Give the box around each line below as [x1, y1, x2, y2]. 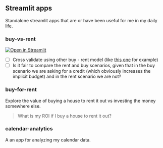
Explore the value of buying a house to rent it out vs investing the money [5, 97, 156, 104]
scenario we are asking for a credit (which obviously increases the [12, 68, 151, 74]
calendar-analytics [5, 125, 53, 132]
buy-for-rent [5, 86, 37, 93]
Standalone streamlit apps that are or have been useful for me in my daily [5, 17, 157, 23]
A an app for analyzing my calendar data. [5, 136, 91, 143]
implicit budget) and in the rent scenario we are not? [12, 73, 122, 80]
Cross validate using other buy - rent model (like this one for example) [12, 57, 158, 63]
